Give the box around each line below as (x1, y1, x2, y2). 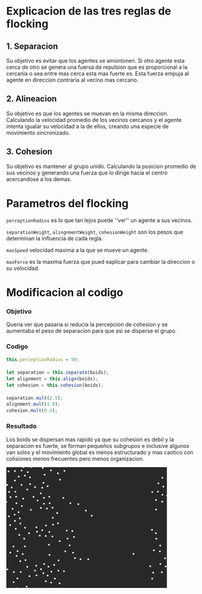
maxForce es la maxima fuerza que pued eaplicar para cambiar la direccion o (6, 258, 195, 265)
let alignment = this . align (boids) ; (6, 375, 98, 382)
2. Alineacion (6, 94, 57, 104)
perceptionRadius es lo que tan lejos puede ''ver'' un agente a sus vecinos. (6, 216, 193, 224)
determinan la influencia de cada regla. (6, 234, 104, 242)
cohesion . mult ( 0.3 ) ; (6, 407, 58, 414)
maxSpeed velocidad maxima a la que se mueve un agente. (6, 246, 149, 254)
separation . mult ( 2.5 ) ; (6, 395, 63, 401)
